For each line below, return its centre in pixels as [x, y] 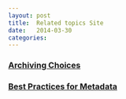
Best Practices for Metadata [63, 86]
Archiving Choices [44, 66]
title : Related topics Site [56, 23]
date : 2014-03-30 [40, 30]
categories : [28, 38]
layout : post [30, 15]
